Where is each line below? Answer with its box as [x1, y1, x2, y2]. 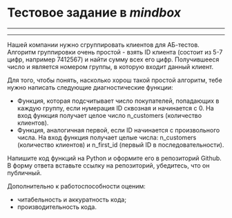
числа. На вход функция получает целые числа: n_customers [17, 133, 197, 141]
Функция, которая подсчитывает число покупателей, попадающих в [17, 97, 220, 105]
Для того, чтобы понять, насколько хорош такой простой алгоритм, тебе [7, 76, 222, 84]
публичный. [7, 168, 42, 177]
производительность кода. [17, 202, 97, 211]
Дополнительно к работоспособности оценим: [7, 181, 146, 190]
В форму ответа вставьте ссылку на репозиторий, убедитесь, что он [7, 161, 210, 170]
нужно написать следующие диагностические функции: [7, 83, 174, 91]
